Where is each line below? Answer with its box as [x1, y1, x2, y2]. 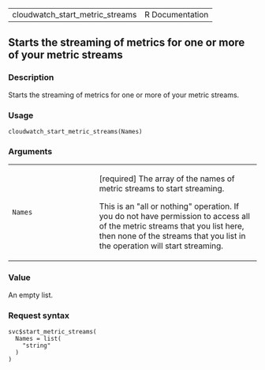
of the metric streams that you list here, [99, 221, 244, 232]
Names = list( [15, 334, 62, 342]
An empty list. [8, 290, 54, 300]
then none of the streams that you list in [99, 231, 246, 242]
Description [8, 72, 54, 83]
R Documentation [144, 9, 209, 20]
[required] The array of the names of [99, 173, 235, 184]
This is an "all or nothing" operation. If [99, 201, 239, 212]
